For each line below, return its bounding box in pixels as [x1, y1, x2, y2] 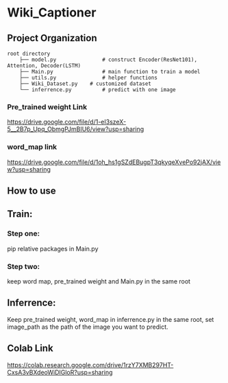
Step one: [7, 229, 40, 238]
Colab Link [7, 343, 53, 354]
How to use [7, 185, 56, 196]
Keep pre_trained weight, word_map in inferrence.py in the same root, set [7, 315, 214, 323]
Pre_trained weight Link [7, 102, 88, 111]
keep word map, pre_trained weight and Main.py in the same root [7, 277, 190, 286]
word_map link [7, 142, 58, 152]
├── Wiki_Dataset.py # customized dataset [19, 80, 152, 87]
